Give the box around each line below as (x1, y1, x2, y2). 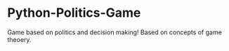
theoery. (7, 35, 32, 43)
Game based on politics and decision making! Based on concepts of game (7, 28, 223, 36)
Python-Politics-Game (7, 5, 141, 21)
